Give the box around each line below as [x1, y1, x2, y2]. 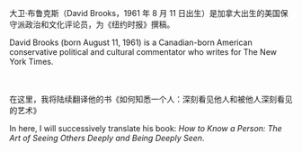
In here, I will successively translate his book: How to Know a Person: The [9, 123, 283, 133]
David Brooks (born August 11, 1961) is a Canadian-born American [9, 37, 253, 48]
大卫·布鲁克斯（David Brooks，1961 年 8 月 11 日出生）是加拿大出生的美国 [9, 8, 281, 18]
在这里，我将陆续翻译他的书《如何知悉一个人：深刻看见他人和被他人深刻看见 [9, 94, 293, 104]
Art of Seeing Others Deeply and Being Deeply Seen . [9, 133, 205, 143]
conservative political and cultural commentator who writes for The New [9, 47, 277, 57]
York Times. [9, 57, 54, 67]
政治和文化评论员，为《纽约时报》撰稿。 [24, 19, 175, 30]
